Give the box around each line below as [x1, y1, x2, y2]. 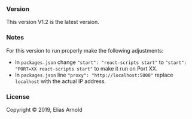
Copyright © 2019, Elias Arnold [6, 106, 83, 113]
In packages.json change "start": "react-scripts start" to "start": [14, 59, 187, 66]
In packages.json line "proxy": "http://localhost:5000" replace [14, 71, 173, 78]
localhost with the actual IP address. [14, 77, 106, 85]
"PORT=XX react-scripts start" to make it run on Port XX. [14, 65, 158, 72]
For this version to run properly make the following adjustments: [6, 47, 164, 54]
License [6, 92, 30, 100]
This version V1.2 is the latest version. [6, 19, 100, 26]
